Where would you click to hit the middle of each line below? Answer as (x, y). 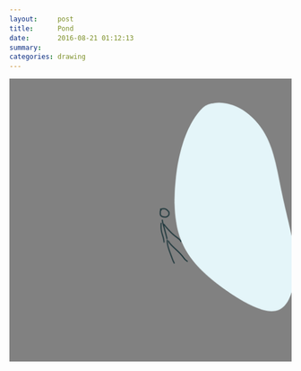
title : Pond (42, 28)
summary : (26, 48)
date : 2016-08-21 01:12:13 (72, 38)
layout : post (42, 19)
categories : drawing (48, 57)
